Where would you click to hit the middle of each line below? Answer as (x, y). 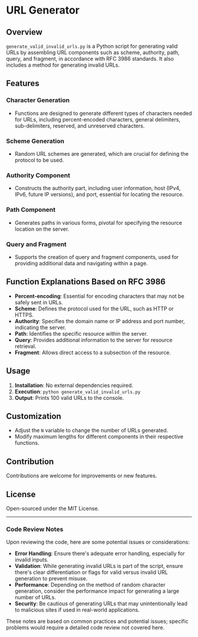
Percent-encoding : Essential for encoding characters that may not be (99, 296)
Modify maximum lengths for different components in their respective (99, 436)
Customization (34, 416)
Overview (24, 32)
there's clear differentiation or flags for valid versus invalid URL (91, 572)
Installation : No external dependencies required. (74, 385)
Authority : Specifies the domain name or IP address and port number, (100, 321)
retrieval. (25, 346)
